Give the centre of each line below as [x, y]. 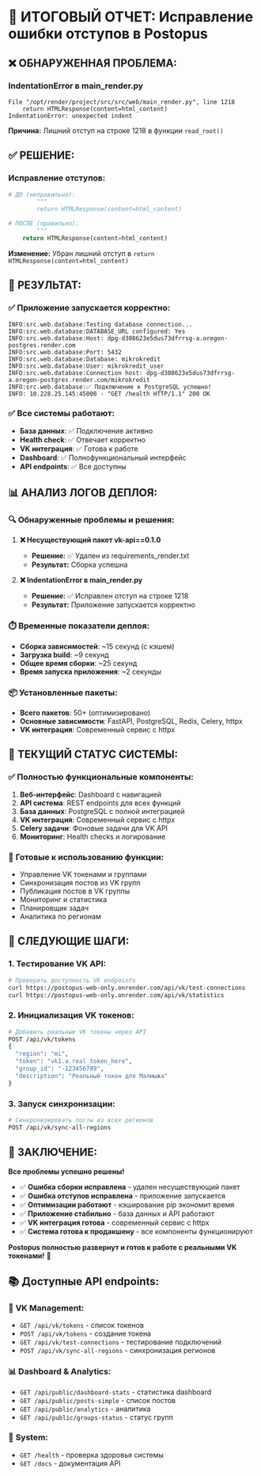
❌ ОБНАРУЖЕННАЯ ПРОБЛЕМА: [93, 63]
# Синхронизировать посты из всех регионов [81, 1120]
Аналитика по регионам [60, 916]
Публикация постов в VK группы [75, 891]
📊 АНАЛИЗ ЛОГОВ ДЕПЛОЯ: [83, 493]
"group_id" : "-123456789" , [60, 1069]
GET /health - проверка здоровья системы [91, 1455]
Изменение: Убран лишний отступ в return [81, 253]
